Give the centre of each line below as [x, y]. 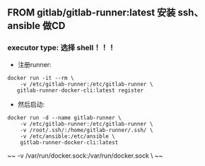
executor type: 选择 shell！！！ [61, 48]
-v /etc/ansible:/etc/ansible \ [68, 136]
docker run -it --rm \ [41, 78]
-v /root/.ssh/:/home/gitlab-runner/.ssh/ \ [87, 130]
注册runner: [34, 64]
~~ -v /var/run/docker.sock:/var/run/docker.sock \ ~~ [85, 155]
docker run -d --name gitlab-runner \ [64, 118]
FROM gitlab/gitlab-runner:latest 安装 [92, 13]
